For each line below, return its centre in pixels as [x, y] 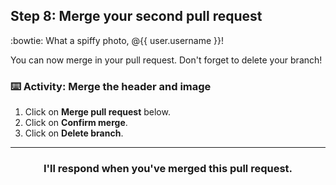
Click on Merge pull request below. [97, 112]
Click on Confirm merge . [76, 123]
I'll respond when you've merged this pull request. [168, 169]
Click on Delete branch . [74, 133]
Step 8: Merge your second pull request [136, 16]
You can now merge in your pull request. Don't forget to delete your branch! [166, 60]
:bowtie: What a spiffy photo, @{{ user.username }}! [117, 40]
